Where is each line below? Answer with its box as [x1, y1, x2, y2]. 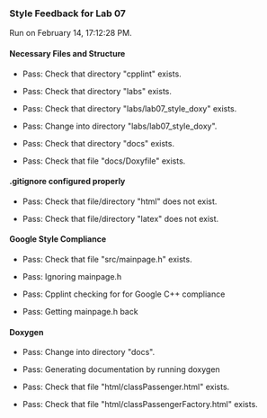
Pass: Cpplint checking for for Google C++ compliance [22, 289, 226, 299]
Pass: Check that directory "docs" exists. [22, 138, 175, 148]
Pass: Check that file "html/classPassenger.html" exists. [22, 381, 230, 393]
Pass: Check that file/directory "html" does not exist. [22, 196, 218, 207]
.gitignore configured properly [9, 176, 126, 187]
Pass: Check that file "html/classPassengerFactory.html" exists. [22, 399, 258, 410]
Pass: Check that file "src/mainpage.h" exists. [22, 253, 192, 264]
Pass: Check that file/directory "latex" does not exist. [22, 213, 219, 224]
